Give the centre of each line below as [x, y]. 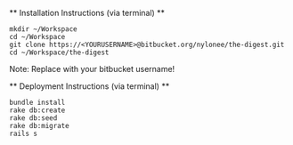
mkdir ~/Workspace [43, 29]
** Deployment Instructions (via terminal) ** [90, 86]
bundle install [37, 102]
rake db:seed [33, 118]
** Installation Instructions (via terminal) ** [87, 13]
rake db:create [37, 110]
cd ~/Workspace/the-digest [59, 52]
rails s [24, 133]
